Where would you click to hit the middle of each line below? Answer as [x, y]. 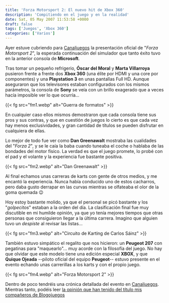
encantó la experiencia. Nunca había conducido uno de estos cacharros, [80, 182]
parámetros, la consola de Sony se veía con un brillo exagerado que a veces [84, 90]
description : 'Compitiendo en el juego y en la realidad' [67, 15]
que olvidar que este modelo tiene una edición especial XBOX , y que [76, 254]
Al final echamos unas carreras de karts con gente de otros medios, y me [81, 176]
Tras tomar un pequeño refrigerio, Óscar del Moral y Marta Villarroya [77, 68]
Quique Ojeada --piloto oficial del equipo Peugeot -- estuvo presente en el [82, 259]
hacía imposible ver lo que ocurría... [42, 95]
